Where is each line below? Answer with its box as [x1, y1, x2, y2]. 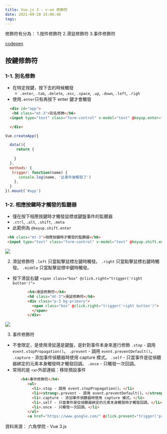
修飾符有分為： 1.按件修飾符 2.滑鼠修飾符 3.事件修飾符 [5, 31, 116, 37]
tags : [5, 16, 16, 21]
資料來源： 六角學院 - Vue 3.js [5, 424, 67, 430]
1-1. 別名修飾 [5, 73, 36, 80]
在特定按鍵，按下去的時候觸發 [12, 85, 74, 91]
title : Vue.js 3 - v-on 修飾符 [5, 7, 68, 12]
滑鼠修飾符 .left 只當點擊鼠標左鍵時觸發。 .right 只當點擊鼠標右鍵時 [12, 259, 156, 264]
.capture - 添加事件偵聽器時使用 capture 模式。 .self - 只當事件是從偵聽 [12, 354, 162, 360]
